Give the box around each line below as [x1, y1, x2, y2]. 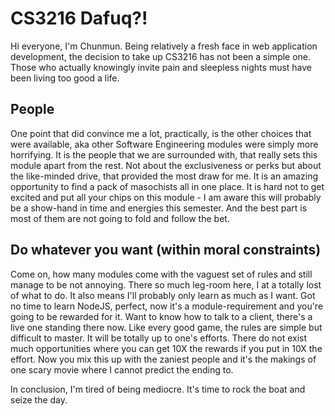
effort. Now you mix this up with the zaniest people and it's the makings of [10, 353, 317, 365]
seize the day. [10, 393, 68, 406]
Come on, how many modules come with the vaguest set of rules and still [10, 268, 313, 280]
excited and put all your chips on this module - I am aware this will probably [10, 191, 322, 203]
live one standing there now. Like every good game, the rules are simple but [10, 321, 323, 333]
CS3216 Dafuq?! [10, 7, 148, 30]
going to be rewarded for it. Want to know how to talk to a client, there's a [10, 310, 313, 322]
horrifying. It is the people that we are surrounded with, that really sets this [10, 148, 318, 161]
